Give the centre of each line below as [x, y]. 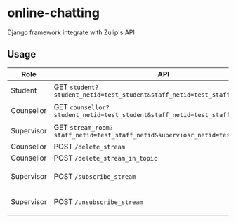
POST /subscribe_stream [95, 176]
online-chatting [54, 13]
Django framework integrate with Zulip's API [71, 32]
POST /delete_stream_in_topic [106, 158]
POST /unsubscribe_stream [98, 201]
